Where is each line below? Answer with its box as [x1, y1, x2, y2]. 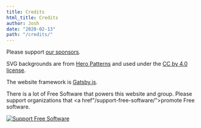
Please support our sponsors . [6, 48, 81, 55]
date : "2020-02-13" [6, 26, 56, 32]
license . [6, 66, 26, 74]
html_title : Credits [6, 15, 59, 21]
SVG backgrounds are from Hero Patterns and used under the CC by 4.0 [6, 60, 188, 68]
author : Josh [6, 20, 40, 26]
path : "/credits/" [6, 32, 53, 38]
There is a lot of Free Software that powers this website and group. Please [6, 90, 192, 98]
